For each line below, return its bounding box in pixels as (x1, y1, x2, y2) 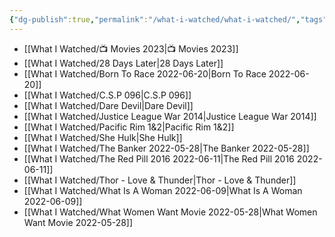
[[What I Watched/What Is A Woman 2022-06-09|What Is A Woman (23, 184, 303, 196)
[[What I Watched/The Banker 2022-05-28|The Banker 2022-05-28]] (23, 142, 310, 154)
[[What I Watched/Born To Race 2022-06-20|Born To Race (23, 67, 267, 80)
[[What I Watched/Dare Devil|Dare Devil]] (23, 99, 194, 111)
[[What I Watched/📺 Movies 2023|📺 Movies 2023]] (23, 42, 239, 55)
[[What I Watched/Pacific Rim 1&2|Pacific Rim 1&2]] (23, 121, 235, 133)
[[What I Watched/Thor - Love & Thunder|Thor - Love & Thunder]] (23, 174, 297, 186)
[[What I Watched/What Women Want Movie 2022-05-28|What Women (23, 206, 318, 218)
